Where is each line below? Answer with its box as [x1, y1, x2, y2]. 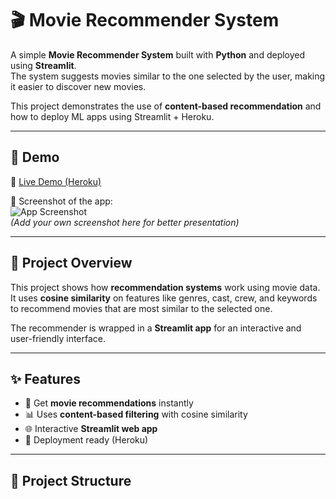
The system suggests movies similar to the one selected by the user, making [10, 70, 326, 82]
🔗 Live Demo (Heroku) [10, 175, 102, 187]
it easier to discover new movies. [10, 80, 147, 92]
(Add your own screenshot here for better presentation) [10, 216, 240, 228]
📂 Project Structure [10, 472, 132, 489]
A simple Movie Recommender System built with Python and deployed [10, 48, 306, 61]
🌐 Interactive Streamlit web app [24, 423, 158, 435]
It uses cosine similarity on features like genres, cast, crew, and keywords [10, 292, 318, 304]
